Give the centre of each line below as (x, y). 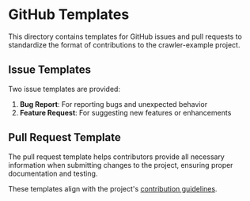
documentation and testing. (53, 173)
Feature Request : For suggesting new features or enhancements (125, 112)
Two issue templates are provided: (64, 89)
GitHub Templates (69, 15)
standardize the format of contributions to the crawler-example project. (124, 44)
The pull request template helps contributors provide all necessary (117, 157)
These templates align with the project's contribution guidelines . (113, 188)
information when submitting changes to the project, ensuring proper (121, 165)
